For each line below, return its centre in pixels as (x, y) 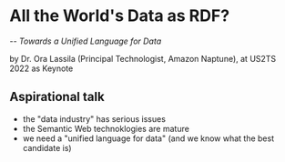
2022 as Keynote (41, 68)
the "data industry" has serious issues (94, 118)
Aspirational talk (57, 97)
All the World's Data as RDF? (120, 16)
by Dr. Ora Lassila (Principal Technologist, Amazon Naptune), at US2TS (143, 58)
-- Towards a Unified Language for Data (86, 41)
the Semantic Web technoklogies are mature (106, 128)
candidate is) (47, 147)
